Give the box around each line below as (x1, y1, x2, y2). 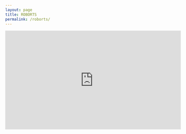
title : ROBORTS (5, 12, 37, 17)
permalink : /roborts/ (5, 17, 51, 22)
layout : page (5, 7, 33, 13)
